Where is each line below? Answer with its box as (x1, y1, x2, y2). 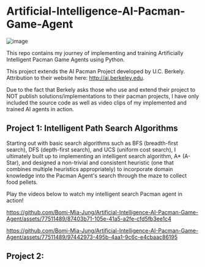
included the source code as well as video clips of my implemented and (6, 99, 187, 106)
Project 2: (6, 251, 44, 262)
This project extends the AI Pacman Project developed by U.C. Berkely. (6, 67, 185, 75)
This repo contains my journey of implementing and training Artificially (6, 49, 184, 56)
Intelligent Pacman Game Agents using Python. (6, 56, 125, 63)
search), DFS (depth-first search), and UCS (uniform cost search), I (6, 145, 176, 153)
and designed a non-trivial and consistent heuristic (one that (21, 159, 174, 166)
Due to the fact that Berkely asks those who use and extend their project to (6, 86, 196, 93)
